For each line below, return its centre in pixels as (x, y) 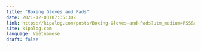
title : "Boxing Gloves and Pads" (48, 12)
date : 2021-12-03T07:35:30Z (41, 17)
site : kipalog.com (29, 28)
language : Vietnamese (33, 34)
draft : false (22, 39)
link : (13, 23)
